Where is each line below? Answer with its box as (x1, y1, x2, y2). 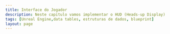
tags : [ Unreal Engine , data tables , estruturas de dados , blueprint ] (5, 16, 154, 21)
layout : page (5, 21, 33, 26)
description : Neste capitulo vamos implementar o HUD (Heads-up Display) (5, 12, 166, 17)
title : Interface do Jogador (5, 7, 67, 12)
